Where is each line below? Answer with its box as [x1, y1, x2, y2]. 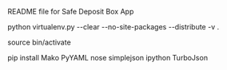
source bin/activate [7, 37, 71, 47]
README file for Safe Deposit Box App [7, 7, 134, 16]
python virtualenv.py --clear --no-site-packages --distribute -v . [7, 22, 220, 31]
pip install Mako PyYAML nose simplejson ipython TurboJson [7, 53, 209, 62]
